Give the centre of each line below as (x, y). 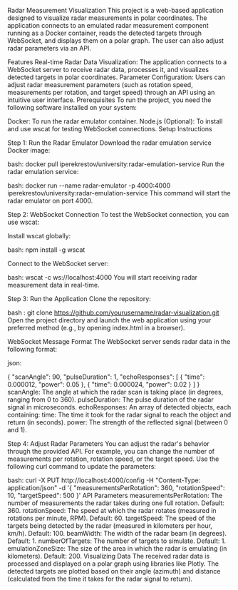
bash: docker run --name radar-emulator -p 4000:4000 (89, 185)
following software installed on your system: (72, 107)
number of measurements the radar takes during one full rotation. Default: (116, 503)
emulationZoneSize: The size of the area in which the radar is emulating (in (117, 548)
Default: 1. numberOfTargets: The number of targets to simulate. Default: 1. (117, 541)
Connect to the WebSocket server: (58, 264)
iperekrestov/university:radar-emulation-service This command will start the (119, 193)
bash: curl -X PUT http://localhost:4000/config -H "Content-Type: (104, 480)
